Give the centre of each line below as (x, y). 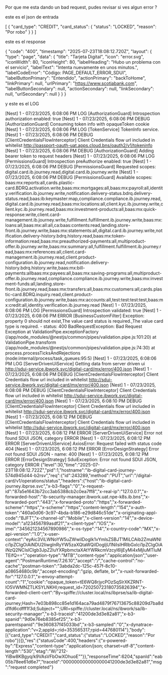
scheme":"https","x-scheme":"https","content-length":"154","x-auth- (76, 507)
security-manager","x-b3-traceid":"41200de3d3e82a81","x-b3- (70, 614)
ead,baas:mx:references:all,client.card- (46, 252)
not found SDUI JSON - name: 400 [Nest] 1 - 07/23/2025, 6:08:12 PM (77, 454)
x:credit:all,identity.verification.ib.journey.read (53, 305)
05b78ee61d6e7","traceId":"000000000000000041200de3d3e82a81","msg (83, 662)
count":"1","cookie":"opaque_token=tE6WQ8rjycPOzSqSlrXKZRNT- (74, 582)
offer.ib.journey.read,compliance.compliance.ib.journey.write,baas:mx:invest (84, 278)
